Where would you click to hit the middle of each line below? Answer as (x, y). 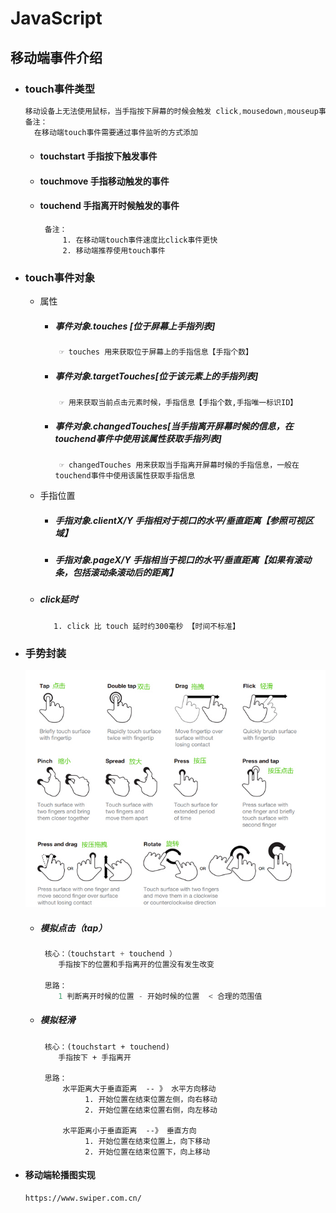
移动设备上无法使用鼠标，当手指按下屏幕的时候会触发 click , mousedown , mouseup (171, 111)
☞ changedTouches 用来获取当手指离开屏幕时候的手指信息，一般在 (179, 465)
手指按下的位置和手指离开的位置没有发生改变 (136, 965)
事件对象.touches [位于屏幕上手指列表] (135, 326)
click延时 (58, 599)
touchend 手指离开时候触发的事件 (109, 206)
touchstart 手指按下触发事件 (98, 156)
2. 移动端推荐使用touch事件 (114, 250)
